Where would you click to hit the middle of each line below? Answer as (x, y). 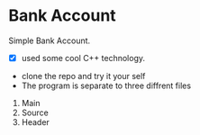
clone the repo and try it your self (83, 76)
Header (36, 122)
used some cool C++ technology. (83, 58)
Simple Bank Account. (50, 40)
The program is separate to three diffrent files (106, 85)
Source (35, 112)
